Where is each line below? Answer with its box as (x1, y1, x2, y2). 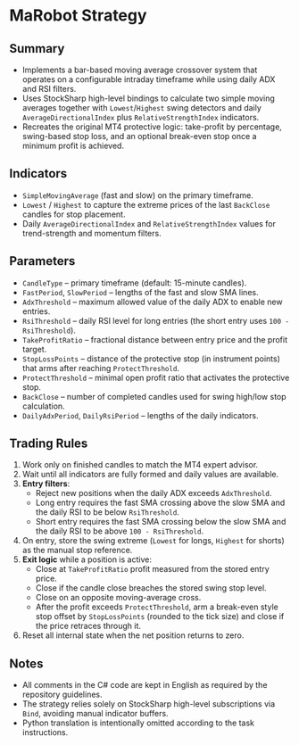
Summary (9, 41, 65, 56)
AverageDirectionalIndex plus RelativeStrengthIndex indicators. (21, 112, 260, 122)
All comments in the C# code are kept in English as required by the (21, 680, 268, 691)
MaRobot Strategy (9, 5, 147, 26)
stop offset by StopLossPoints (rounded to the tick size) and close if (35, 611, 285, 622)
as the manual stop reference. (21, 545, 133, 556)
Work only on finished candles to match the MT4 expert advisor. (21, 459, 259, 470)
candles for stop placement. (21, 209, 126, 219)
